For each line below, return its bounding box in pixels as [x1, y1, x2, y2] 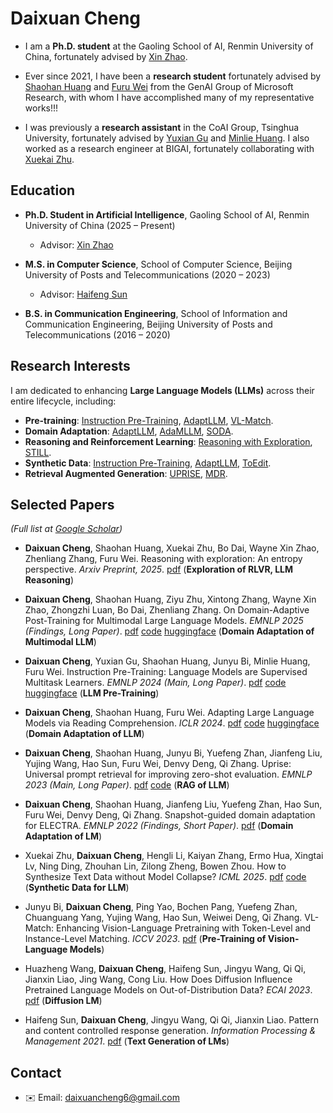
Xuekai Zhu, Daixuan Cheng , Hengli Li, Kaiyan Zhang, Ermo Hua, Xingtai [24, 850, 324, 862]
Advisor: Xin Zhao [39, 238, 114, 251]
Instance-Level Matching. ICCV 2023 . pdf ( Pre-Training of [24, 933, 267, 945]
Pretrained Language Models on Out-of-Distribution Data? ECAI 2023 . [24, 984, 313, 996]
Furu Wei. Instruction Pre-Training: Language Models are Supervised [24, 666, 308, 678]
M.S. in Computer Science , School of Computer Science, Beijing [24, 258, 293, 270]
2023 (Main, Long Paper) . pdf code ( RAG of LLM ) [24, 779, 230, 791]
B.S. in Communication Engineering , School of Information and [24, 307, 288, 319]
